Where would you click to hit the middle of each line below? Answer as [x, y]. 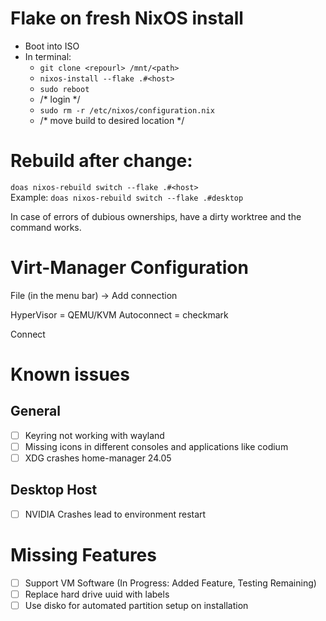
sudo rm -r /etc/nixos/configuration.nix [127, 110]
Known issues [70, 374]
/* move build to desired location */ [112, 120]
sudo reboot [64, 89]
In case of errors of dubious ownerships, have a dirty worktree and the [156, 216]
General [36, 411]
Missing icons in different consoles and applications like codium [156, 446]
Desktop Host [54, 490]
